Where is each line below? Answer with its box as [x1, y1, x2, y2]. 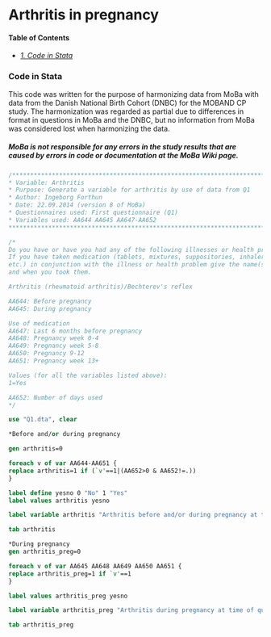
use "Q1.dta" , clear [8, 416, 78, 424]
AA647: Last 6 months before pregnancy [8, 327, 143, 335]
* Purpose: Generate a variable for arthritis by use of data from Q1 [8, 186, 251, 195]
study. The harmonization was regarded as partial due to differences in [8, 107, 244, 116]
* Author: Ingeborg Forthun [8, 194, 103, 202]
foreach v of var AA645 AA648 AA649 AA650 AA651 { [8, 562, 182, 570]
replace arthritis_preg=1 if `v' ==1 [8, 569, 131, 578]
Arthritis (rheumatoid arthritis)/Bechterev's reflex [8, 283, 194, 291]
